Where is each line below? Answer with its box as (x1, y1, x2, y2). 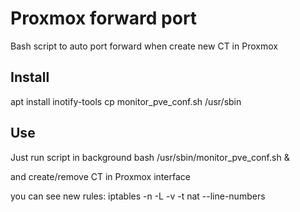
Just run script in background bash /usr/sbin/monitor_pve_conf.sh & (10, 151, 290, 163)
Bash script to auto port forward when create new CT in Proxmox (10, 40, 278, 52)
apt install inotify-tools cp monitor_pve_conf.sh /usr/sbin (10, 95, 242, 107)
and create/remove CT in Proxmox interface (10, 170, 191, 182)
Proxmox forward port (10, 7, 198, 30)
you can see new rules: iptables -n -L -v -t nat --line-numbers (10, 190, 266, 202)
